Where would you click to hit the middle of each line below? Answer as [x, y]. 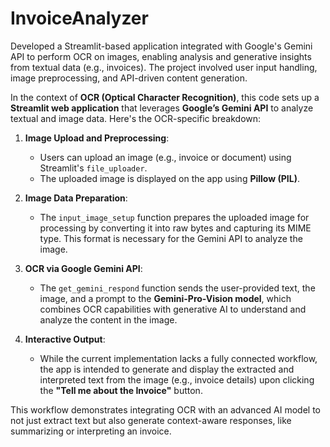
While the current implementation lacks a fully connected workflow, [178, 358]
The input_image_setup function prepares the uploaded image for [174, 217]
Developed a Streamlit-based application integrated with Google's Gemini [161, 46]
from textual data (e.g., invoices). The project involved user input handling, [164, 67]
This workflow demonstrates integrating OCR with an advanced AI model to [165, 409]
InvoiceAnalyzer [79, 18]
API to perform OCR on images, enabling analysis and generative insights [161, 56]
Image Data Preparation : [76, 198]
